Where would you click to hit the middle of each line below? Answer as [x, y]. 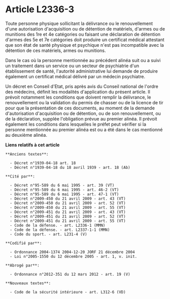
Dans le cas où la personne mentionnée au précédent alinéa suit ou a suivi [83, 60]
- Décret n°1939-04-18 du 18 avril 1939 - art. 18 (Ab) [70, 167]
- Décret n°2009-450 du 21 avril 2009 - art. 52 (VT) [68, 203]
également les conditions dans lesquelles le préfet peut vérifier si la [76, 124]
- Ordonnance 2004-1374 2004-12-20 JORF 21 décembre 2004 [73, 252]
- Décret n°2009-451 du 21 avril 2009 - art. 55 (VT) [68, 221]
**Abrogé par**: [22, 265]
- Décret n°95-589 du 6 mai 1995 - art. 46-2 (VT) [64, 190]
